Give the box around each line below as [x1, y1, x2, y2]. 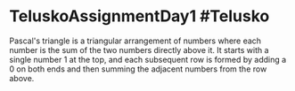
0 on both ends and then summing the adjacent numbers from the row [9, 64, 267, 74]
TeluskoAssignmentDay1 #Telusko [9, 6, 270, 27]
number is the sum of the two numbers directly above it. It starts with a [9, 44, 269, 55]
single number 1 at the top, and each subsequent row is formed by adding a [9, 54, 287, 64]
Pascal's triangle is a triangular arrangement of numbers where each [9, 35, 261, 46]
